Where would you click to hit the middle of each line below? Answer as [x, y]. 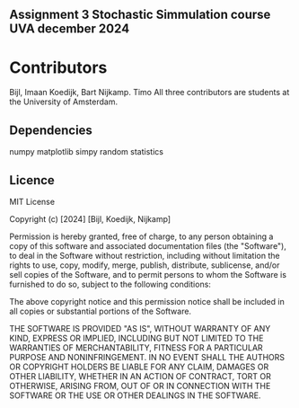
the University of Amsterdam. [64, 102]
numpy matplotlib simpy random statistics [87, 152]
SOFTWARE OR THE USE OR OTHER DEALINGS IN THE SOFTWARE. [135, 395]
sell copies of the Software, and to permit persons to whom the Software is [148, 274]
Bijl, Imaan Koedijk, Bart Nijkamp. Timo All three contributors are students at [149, 93]
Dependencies [51, 130]
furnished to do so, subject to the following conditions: [110, 284]
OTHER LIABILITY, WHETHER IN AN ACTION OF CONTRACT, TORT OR [140, 376]
